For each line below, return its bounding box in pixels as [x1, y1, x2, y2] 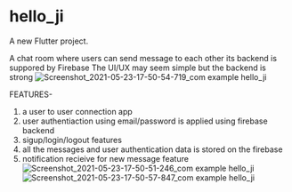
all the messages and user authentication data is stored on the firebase [21, 144, 283, 155]
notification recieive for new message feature [21, 153, 190, 164]
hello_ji [9, 6, 64, 27]
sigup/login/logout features [21, 134, 123, 145]
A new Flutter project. [9, 36, 89, 46]
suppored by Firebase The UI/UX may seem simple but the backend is [9, 62, 267, 73]
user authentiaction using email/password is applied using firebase [21, 116, 269, 126]
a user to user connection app [21, 106, 134, 116]
